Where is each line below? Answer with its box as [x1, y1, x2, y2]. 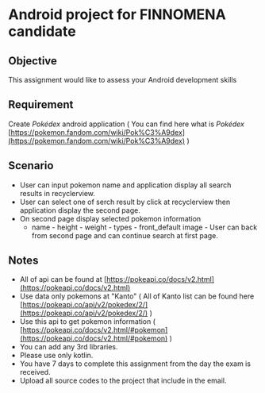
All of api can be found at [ [19, 275, 107, 284]
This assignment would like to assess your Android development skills [8, 75, 237, 84]
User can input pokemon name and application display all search [19, 180, 232, 190]
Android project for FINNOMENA [8, 6, 226, 24]
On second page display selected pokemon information [19, 214, 202, 223]
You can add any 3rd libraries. [19, 342, 118, 352]
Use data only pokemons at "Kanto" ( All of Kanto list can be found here [19, 291, 255, 301]
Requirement [8, 98, 74, 112]
